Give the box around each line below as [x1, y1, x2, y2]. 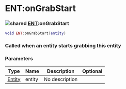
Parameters [5, 55, 33, 62]
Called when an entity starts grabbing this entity [5, 42, 121, 49]
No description [44, 76, 78, 82]
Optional [82, 68, 103, 75]
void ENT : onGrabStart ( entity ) [5, 31, 66, 36]
